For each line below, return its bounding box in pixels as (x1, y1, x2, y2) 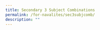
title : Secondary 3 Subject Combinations (5, 7, 95, 13)
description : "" (5, 17, 40, 22)
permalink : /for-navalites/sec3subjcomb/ (5, 12, 95, 17)
